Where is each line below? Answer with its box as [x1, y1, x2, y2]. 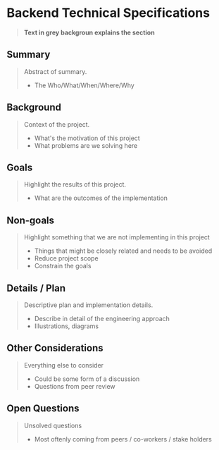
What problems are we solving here [34, 141, 138, 149]
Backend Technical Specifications [6, 5, 211, 21]
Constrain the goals [34, 262, 92, 270]
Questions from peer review [34, 382, 115, 390]
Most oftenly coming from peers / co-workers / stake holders [34, 435, 212, 443]
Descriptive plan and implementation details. [23, 301, 154, 309]
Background [6, 101, 61, 113]
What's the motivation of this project [34, 134, 140, 142]
